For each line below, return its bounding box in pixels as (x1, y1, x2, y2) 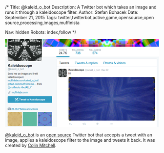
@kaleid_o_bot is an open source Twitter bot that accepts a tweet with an (5, 132, 152, 138)
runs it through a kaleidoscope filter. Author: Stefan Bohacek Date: (5, 9, 139, 15)
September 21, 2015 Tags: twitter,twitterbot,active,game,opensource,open (5, 15, 154, 20)
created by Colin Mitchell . (5, 142, 57, 149)
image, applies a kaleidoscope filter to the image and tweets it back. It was (5, 137, 155, 143)
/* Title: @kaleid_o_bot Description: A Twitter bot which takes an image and (5, 4, 157, 10)
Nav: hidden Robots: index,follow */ (5, 29, 77, 35)
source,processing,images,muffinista (5, 20, 80, 25)
